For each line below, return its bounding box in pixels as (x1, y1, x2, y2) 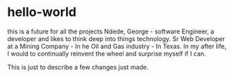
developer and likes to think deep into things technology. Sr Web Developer (7, 34, 226, 42)
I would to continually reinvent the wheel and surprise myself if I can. (7, 49, 206, 58)
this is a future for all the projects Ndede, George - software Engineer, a (7, 27, 215, 36)
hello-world (7, 4, 77, 20)
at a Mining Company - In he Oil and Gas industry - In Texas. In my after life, (7, 42, 227, 50)
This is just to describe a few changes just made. (7, 63, 149, 71)
